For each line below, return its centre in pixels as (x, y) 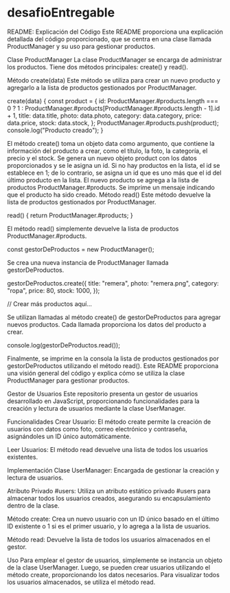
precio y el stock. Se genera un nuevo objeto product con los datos (102, 158)
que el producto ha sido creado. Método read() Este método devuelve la (109, 195)
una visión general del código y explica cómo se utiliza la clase (96, 373)
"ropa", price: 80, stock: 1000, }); (54, 290)
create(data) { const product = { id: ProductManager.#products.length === (113, 100)
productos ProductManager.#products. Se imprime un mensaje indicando (111, 187)
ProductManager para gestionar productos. (68, 380)
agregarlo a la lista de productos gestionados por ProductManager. (102, 87)
